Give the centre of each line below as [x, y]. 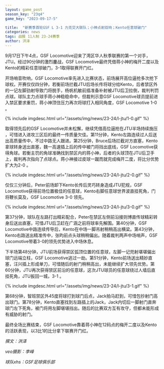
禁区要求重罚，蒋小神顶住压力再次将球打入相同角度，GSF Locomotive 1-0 [83, 102]
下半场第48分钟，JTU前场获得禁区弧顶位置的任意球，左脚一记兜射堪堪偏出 [81, 251]
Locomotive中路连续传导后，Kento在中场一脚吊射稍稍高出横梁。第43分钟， [81, 229]
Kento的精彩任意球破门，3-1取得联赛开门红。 [51, 68]
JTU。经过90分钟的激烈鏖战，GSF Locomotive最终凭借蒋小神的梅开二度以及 [82, 61]
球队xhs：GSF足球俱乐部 [30, 362]
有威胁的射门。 [20, 314]
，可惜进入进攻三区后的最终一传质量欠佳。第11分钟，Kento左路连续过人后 [79, 134]
